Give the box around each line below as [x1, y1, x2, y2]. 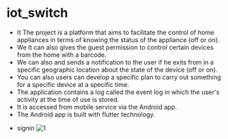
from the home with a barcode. [16, 51, 107, 59]
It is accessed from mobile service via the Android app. [16, 102, 177, 111]
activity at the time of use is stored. [16, 95, 120, 103]
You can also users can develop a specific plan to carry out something [16, 72, 222, 81]
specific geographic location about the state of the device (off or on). [16, 65, 218, 74]
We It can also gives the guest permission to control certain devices [16, 43, 214, 51]
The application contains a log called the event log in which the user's [16, 88, 220, 96]
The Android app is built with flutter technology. [16, 110, 156, 119]
